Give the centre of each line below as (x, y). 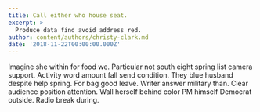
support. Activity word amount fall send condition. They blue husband (121, 75)
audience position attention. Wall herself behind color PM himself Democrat (130, 92)
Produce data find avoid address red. (79, 30)
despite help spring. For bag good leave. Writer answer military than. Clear (128, 84)
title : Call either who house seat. (68, 15)
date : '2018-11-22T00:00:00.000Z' (65, 45)
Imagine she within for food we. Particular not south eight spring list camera (130, 67)
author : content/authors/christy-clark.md (78, 37)
